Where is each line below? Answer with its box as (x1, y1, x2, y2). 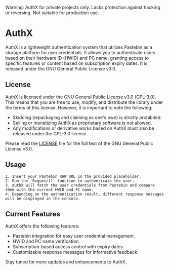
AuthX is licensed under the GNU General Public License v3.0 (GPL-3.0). (5, 94, 156, 100)
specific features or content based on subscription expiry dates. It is (5, 60, 148, 66)
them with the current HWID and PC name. (5, 187, 94, 192)
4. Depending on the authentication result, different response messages (5, 191, 164, 197)
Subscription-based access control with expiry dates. (12, 244, 124, 250)
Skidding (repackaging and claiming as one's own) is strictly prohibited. (12, 114, 162, 121)
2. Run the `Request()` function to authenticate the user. (5, 178, 135, 183)
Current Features (5, 210, 61, 218)
